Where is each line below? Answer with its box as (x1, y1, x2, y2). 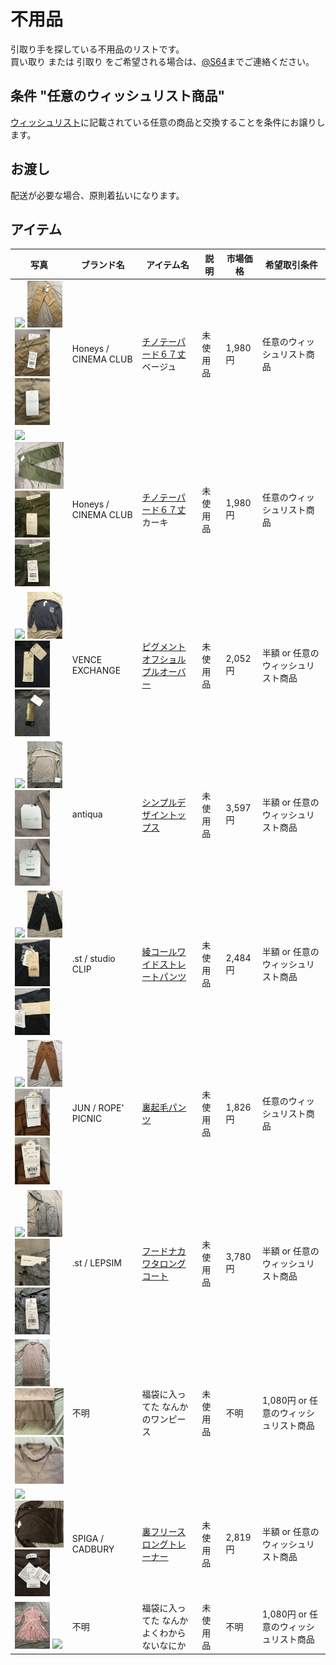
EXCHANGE (71, 664, 122, 676)
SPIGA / (71, 1532, 105, 1544)
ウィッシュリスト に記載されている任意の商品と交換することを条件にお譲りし (10, 116, 326, 128)
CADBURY (71, 1543, 115, 1555)
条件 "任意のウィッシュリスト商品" (10, 88, 226, 105)
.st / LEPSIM (71, 1257, 122, 1269)
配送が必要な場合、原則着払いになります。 (10, 189, 185, 201)
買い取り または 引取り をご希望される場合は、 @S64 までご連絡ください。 (10, 55, 315, 67)
